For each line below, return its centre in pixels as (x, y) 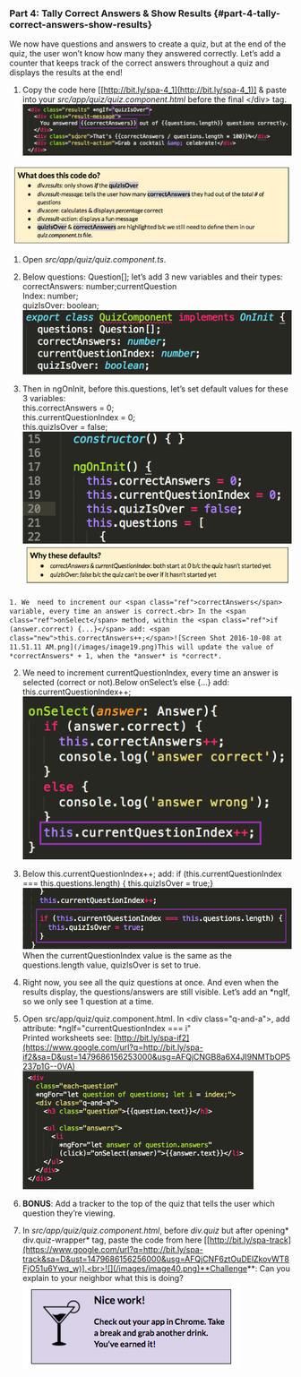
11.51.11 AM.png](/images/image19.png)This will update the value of (142, 647)
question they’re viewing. (69, 1213)
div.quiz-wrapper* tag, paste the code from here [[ (116, 1240)
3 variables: (44, 398)
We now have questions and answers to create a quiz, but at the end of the (148, 44)
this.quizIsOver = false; (65, 426)
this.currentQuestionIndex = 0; (79, 417)
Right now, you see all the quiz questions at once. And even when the (150, 983)
